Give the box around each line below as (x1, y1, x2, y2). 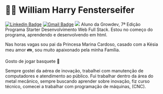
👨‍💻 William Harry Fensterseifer (5, 4, 135, 16)
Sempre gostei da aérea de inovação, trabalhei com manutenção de (5, 67, 144, 73)
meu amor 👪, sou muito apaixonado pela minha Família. (5, 47, 120, 53)
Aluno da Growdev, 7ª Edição (81, 21, 141, 27)
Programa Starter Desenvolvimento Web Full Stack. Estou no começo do (5, 27, 153, 32)
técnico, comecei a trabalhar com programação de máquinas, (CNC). (5, 83, 146, 89)
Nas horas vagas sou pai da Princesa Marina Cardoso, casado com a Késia (5, 41, 159, 47)
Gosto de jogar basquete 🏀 (5, 58, 60, 64)
